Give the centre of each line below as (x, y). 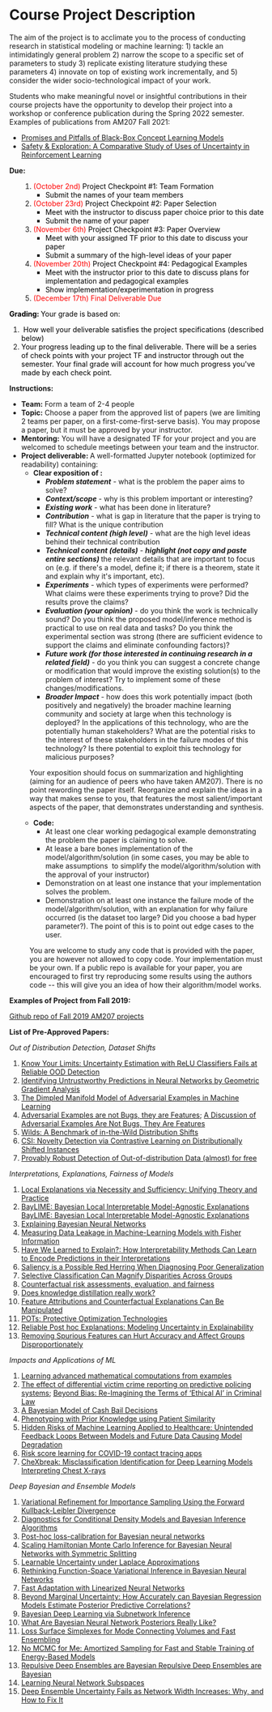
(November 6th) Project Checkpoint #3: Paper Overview (127, 229)
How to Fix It (42, 1700)
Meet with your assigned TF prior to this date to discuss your (147, 237)
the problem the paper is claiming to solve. (116, 839)
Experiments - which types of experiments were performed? (147, 584)
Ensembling (40, 1639)
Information (40, 1240)
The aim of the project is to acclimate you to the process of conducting (127, 37)
